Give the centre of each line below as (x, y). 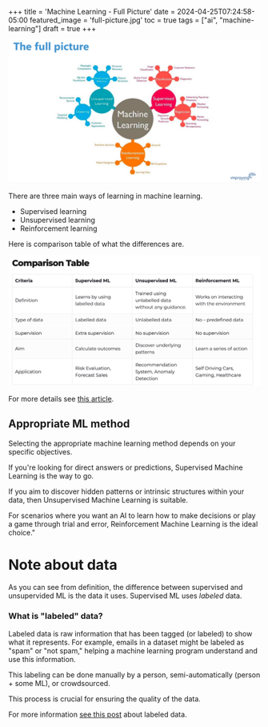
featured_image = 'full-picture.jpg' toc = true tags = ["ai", (124, 20)
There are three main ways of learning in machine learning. (106, 196)
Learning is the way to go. (51, 475)
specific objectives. (40, 451)
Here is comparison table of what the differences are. (96, 244)
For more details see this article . (61, 398)
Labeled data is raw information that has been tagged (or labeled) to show (130, 633)
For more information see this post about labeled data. (98, 714)
